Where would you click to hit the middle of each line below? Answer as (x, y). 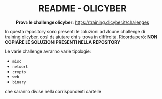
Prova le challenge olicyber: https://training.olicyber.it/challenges (82, 22)
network (20, 67)
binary (19, 82)
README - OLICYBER (82, 9)
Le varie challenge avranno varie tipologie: (48, 51)
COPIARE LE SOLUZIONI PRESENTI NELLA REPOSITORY (63, 42)
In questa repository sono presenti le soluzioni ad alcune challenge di (75, 31)
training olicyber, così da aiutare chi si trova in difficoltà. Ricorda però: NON (81, 37)
